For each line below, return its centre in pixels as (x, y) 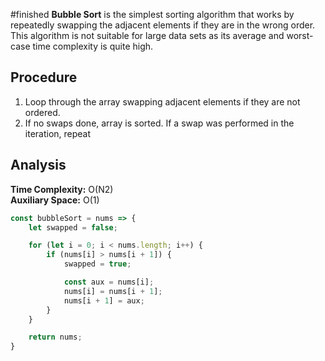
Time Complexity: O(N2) (62, 189)
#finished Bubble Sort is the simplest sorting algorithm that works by (152, 14)
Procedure (44, 77)
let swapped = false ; (73, 227)
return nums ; (55, 337)
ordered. (42, 112)
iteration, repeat (58, 133)
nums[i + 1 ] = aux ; (104, 300)
